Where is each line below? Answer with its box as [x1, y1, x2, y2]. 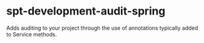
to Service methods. [6, 30, 57, 38]
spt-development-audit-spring [6, 4, 166, 18]
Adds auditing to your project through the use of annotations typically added [6, 24, 199, 31]
